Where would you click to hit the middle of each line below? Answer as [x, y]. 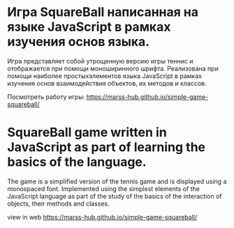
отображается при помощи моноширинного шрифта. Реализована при [113, 68]
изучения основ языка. [79, 42]
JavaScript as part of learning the [107, 147]
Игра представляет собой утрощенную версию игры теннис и [100, 61]
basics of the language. [77, 162]
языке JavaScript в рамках [89, 27]
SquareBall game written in [87, 132]
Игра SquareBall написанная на [103, 12]
